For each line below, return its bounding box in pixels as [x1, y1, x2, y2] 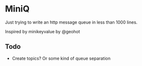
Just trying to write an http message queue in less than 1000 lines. [5, 19, 138, 25]
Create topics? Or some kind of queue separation [12, 55, 110, 61]
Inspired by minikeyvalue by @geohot [5, 28, 80, 34]
